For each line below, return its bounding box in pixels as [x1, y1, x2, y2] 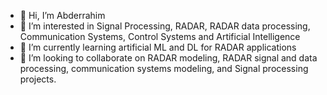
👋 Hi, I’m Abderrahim [19, 10, 106, 21]
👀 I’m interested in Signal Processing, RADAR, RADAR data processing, [19, 20, 311, 32]
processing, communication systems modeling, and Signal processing [19, 63, 309, 74]
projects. [19, 73, 57, 85]
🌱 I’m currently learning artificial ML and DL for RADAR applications [19, 41, 297, 53]
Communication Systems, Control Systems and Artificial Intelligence [19, 31, 301, 42]
